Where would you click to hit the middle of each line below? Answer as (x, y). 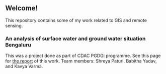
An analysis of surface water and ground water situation (75, 38)
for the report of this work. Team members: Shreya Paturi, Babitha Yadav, (81, 61)
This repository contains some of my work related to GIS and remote (76, 20)
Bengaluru (18, 44)
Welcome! (21, 8)
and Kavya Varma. (24, 66)
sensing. (14, 25)
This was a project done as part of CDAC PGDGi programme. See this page (83, 56)
